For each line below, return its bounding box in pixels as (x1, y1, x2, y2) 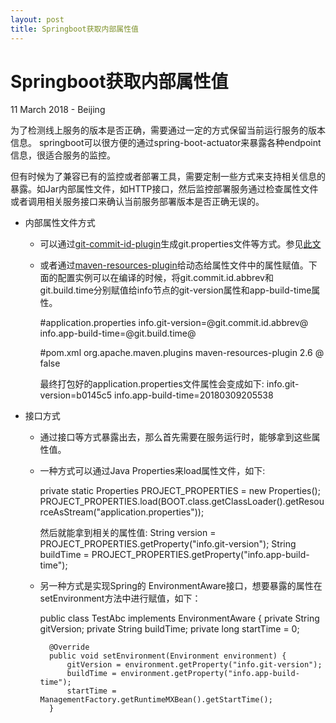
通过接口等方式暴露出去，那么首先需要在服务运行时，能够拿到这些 (39, 431, 312, 443)
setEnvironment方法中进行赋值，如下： (39, 592, 202, 605)
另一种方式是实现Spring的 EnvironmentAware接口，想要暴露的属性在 (39, 580, 323, 592)
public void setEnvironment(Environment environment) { (48, 651, 287, 661)
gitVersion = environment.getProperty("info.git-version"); (66, 660, 323, 670)
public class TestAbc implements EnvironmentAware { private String (39, 612, 320, 625)
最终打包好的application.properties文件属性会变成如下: (39, 378, 265, 390)
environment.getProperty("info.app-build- (120, 669, 300, 679)
